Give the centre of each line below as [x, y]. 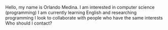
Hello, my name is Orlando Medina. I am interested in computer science [80, 7]
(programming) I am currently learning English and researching [71, 12]
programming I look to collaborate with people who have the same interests [84, 18]
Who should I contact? [29, 23]
